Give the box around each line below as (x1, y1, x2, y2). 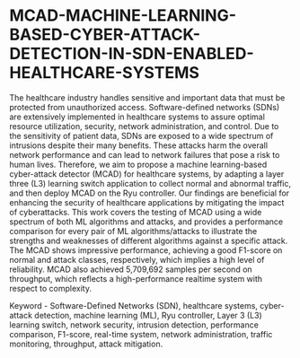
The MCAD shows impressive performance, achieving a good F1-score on (9, 244, 283, 256)
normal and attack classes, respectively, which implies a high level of (9, 254, 265, 265)
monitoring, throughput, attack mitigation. (9, 338, 163, 349)
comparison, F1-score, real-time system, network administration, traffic (9, 328, 273, 339)
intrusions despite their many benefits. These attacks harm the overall (9, 140, 268, 151)
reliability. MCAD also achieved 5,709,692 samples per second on (9, 264, 253, 275)
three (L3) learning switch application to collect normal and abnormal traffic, (9, 178, 292, 188)
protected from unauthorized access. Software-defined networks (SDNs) (9, 101, 280, 112)
